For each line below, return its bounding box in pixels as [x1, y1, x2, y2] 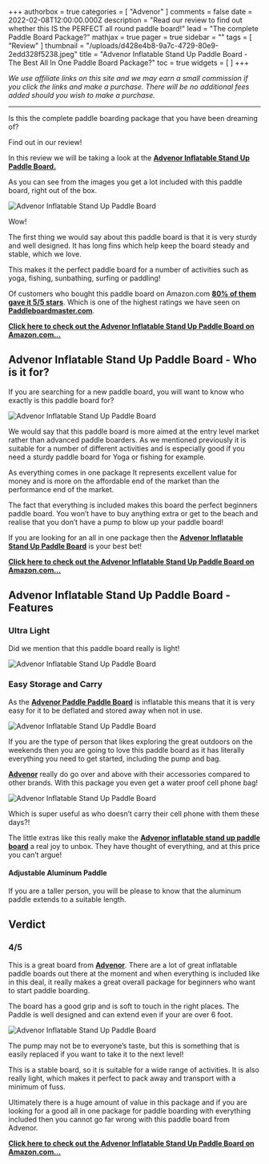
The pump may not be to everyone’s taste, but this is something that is [8, 1041, 240, 1050]
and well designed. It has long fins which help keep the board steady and [8, 240, 250, 250]
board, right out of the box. [8, 186, 98, 195]
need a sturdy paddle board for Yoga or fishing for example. [8, 452, 207, 462]
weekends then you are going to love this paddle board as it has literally [8, 745, 245, 754]
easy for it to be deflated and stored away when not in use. [8, 705, 203, 715]
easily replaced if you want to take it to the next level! [8, 1049, 184, 1059]
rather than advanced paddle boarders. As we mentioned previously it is [8, 434, 247, 444]
